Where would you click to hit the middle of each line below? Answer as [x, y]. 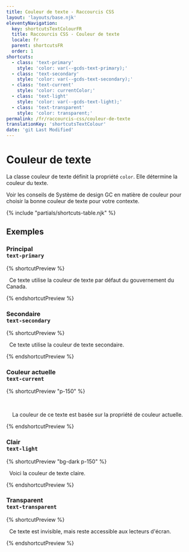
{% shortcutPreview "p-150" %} [46, 391]
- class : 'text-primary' [43, 62]
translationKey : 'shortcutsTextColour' [56, 125]
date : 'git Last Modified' [40, 130]
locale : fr [25, 40]
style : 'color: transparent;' [55, 113]
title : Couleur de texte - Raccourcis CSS [60, 12]
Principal [20, 249]
